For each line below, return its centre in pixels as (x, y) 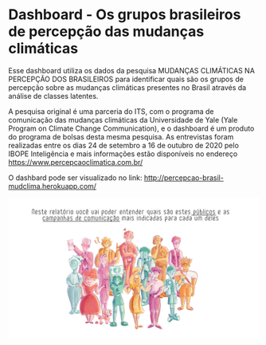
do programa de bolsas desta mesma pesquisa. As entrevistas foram (121, 136)
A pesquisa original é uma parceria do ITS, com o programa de (111, 111)
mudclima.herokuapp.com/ (53, 186)
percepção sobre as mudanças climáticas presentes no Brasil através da (127, 87)
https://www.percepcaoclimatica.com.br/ (76, 162)
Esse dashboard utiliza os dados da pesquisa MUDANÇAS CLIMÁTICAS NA (131, 70)
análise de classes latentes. (53, 96)
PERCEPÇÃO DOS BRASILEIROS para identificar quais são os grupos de (126, 79)
